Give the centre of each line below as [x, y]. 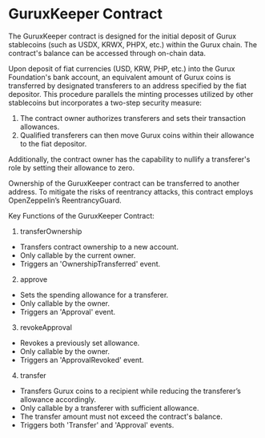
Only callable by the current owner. [78, 255]
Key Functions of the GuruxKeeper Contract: [81, 215]
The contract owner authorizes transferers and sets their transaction [133, 118]
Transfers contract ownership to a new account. [99, 247]
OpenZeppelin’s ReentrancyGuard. [65, 200]
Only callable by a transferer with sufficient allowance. [109, 408]
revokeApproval [46, 327]
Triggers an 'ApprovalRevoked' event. [82, 360]
